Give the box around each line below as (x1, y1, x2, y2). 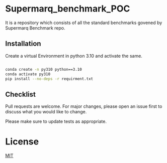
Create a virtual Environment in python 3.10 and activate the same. (5, 53, 142, 59)
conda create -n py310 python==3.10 (5, 67, 82, 72)
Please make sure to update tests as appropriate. (5, 118, 107, 124)
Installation (5, 40, 41, 48)
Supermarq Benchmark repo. (5, 25, 65, 31)
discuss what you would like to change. (5, 109, 87, 115)
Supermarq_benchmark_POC (5, 3, 130, 15)
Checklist (5, 90, 36, 98)
